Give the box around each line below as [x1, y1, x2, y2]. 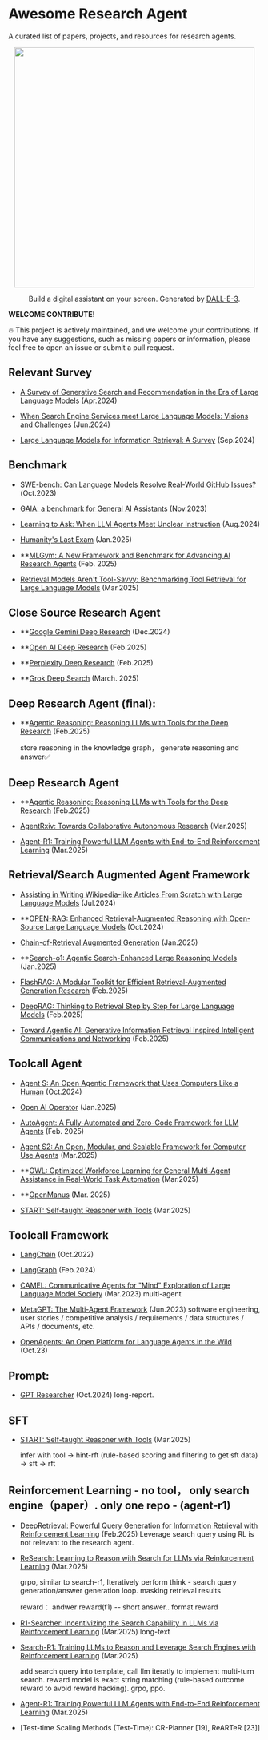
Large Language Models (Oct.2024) [45, 922, 164, 931]
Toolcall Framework [8, 1228, 110, 1242]
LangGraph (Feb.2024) [19, 1265, 96, 1275]
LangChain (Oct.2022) [19, 1250, 94, 1260]
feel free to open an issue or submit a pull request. [8, 342, 174, 352]
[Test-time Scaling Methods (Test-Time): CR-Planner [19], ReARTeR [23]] [19, 1722, 261, 1732]
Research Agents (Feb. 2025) [19, 558, 118, 569]
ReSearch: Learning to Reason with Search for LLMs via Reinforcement [19, 1553, 254, 1562]
